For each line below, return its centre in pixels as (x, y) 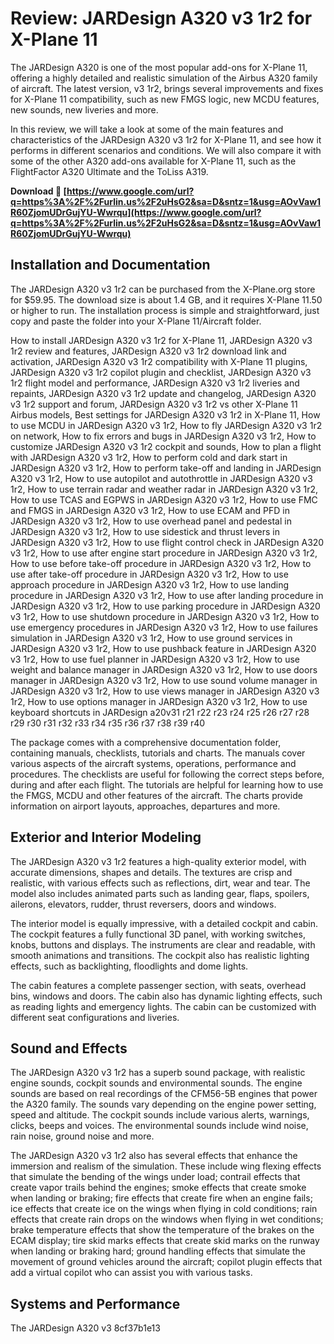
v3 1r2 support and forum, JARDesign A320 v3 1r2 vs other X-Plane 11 (154, 404)
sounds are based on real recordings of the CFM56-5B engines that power (164, 1094)
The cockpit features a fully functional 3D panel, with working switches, (158, 934)
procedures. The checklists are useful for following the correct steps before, (167, 774)
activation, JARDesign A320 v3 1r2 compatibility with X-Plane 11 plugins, (159, 361)
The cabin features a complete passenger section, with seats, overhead (158, 985)
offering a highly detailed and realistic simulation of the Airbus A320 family (164, 78)
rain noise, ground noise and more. (82, 1136)
